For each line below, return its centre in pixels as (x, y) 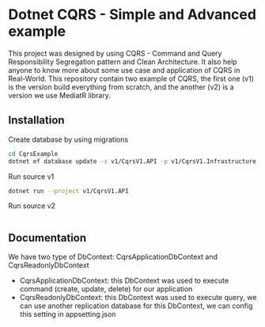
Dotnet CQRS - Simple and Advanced (132, 15)
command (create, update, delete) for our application (106, 289)
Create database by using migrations (68, 139)
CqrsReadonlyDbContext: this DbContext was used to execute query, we (138, 298)
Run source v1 (31, 177)
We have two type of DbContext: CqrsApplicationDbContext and (113, 257)
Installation (36, 120)
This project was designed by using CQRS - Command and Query (115, 53)
